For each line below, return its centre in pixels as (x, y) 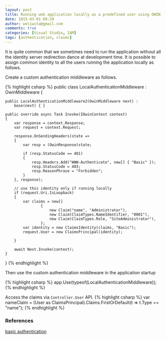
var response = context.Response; (50, 123)
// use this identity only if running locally (63, 188)
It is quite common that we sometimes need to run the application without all (83, 52)
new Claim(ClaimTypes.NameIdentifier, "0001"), (99, 215)
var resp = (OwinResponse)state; (57, 145)
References (19, 321)
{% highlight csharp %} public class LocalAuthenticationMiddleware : (76, 87)
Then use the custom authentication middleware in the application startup (81, 272)
